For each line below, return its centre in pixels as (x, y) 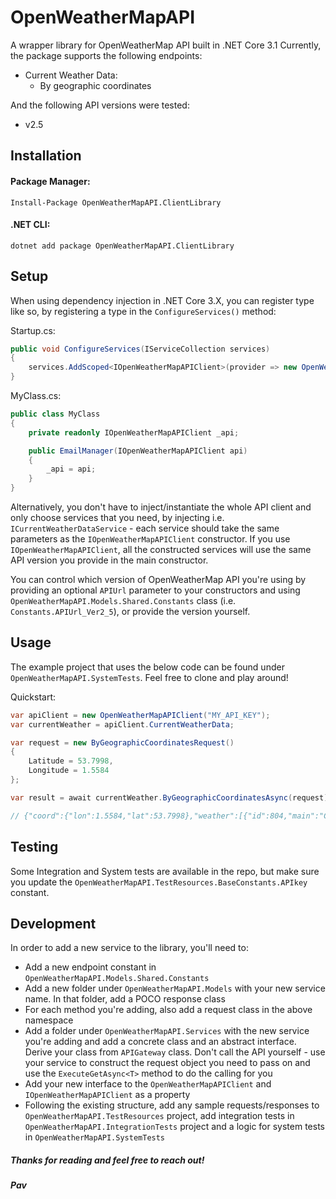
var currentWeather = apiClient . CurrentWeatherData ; (122, 724)
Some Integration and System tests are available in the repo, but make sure (165, 871)
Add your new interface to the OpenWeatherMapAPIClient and (148, 1084)
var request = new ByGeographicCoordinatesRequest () (122, 742)
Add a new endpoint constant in (90, 967)
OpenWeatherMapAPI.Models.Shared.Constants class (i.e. (123, 601)
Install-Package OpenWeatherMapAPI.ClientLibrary (116, 202)
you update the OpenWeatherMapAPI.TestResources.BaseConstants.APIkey (159, 882)
